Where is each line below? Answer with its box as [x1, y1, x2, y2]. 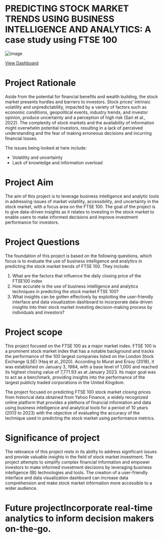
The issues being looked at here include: [5, 145, 87, 150]
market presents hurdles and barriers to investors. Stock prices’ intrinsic [5, 99, 151, 105]
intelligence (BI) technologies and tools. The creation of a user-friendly [5, 469, 148, 475]
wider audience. [5, 485, 38, 491]
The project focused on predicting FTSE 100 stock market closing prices [5, 389, 151, 395]
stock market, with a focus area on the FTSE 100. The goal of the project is [5, 204, 156, 210]
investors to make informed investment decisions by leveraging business [5, 464, 152, 470]
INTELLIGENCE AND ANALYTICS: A [5, 24, 151, 35]
